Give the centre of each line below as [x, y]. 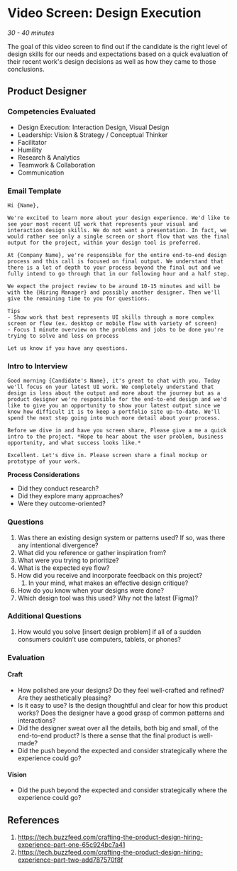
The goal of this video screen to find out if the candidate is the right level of [117, 46]
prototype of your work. [44, 462]
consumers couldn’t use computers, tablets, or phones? [99, 639]
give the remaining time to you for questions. [79, 298]
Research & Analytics [49, 157]
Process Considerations [44, 475]
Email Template [34, 191]
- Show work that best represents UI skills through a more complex [111, 317]
